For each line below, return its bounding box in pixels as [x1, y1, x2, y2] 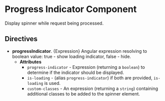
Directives [5, 35, 38, 43]
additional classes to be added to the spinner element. [27, 90, 140, 96]
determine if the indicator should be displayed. [27, 69, 124, 75]
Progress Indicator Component [5, 4, 137, 15]
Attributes [19, 59, 42, 65]
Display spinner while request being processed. [5, 20, 104, 26]
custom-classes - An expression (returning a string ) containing [27, 85, 158, 91]
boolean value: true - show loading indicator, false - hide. [12, 53, 132, 59]
